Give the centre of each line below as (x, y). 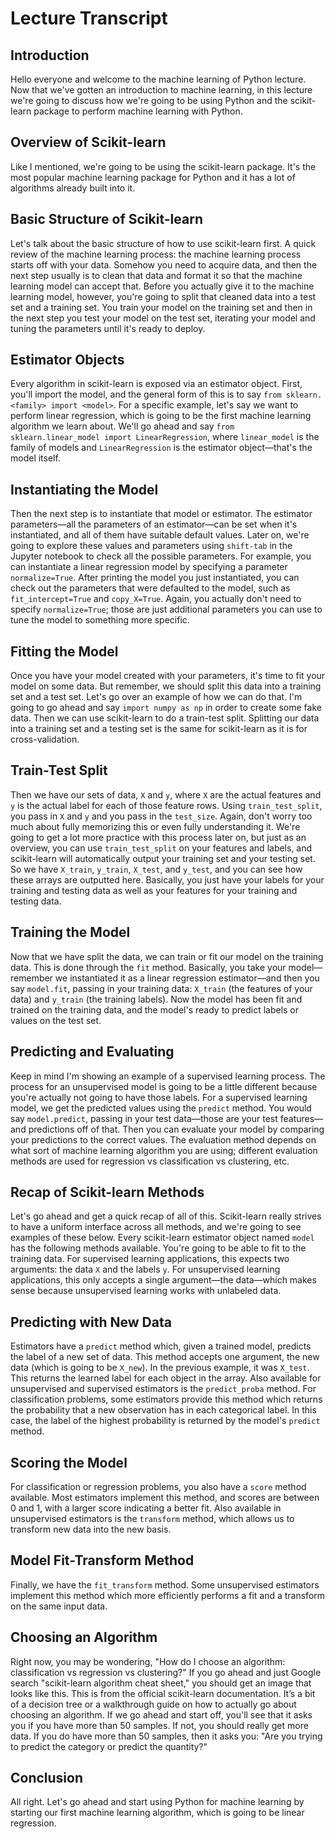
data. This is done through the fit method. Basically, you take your (148, 967)
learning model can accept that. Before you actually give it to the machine (162, 286)
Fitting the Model (64, 651)
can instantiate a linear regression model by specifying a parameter (149, 567)
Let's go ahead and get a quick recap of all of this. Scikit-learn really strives (166, 1216)
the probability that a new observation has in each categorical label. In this (163, 1410)
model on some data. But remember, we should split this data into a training (166, 686)
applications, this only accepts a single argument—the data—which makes (163, 1280)
